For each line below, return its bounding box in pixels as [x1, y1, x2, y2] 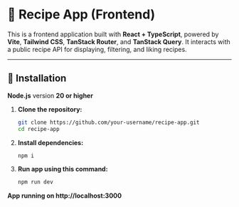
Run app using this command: [17, 165, 108, 174]
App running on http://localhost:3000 [7, 191, 122, 200]
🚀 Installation [7, 73, 67, 85]
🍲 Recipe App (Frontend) [7, 6, 156, 23]
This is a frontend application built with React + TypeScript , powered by [7, 30, 219, 38]
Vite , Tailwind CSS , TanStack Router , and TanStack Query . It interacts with [7, 37, 231, 46]
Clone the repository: [17, 105, 83, 113]
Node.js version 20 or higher [7, 91, 94, 100]
